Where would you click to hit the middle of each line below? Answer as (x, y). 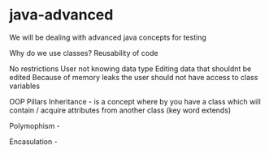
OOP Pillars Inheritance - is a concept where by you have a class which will (135, 101)
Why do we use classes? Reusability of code (84, 53)
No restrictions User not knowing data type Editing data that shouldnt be (130, 68)
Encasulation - (33, 141)
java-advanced (61, 15)
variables (24, 86)
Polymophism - (35, 125)
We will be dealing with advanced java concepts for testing (108, 37)
